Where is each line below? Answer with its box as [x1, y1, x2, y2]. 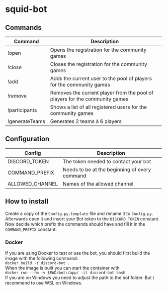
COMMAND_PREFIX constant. [5, 226, 57, 232]
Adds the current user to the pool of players [50, 75, 153, 82]
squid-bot [5, 3, 47, 15]
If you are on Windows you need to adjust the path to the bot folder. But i [5, 275, 154, 281]
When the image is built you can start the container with [5, 265, 120, 271]
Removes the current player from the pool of [50, 90, 154, 96]
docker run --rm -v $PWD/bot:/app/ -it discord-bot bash [5, 270, 126, 275]
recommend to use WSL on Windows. [5, 280, 83, 286]
